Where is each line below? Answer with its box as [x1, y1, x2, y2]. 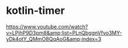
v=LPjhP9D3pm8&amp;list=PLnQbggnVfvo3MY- [6, 29, 123, 36]
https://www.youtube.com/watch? [6, 23, 88, 30]
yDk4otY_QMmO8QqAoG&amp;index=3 [6, 35, 102, 42]
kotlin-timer [6, 4, 65, 17]
